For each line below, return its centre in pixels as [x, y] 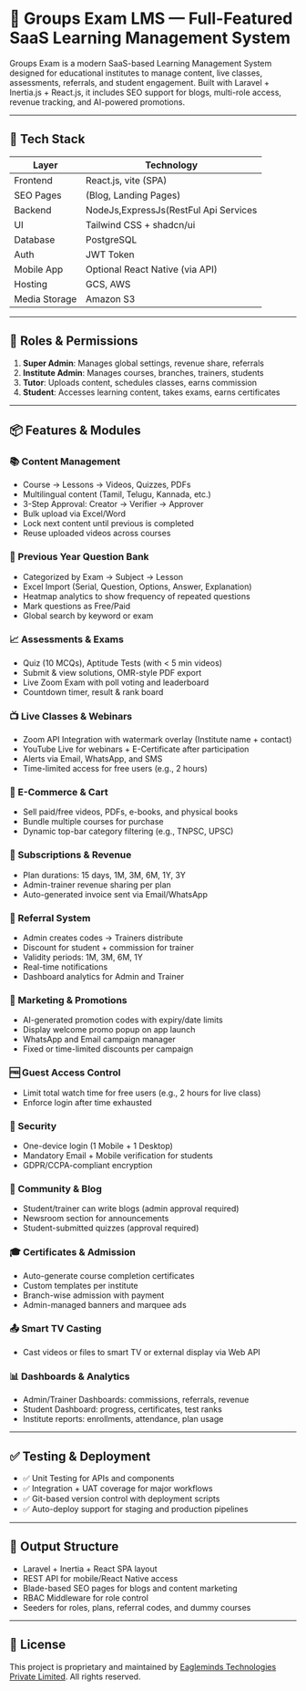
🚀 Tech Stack [47, 139]
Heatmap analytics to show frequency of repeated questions [136, 596]
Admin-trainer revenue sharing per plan [97, 885]
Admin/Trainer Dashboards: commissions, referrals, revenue [136, 1400]
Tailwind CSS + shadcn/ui [140, 224]
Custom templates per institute [80, 1285]
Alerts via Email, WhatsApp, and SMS [92, 759]
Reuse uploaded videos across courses [97, 534]
